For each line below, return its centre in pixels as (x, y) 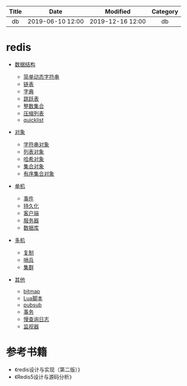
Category (165, 11)
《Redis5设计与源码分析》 (44, 377)
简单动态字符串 (41, 77)
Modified (118, 11)
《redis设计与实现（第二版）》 (49, 369)
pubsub (32, 305)
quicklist (33, 120)
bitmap (32, 291)
